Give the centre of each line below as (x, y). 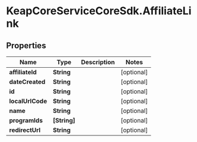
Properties (26, 45)
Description (98, 62)
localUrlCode (28, 101)
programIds (26, 120)
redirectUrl (25, 130)
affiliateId (23, 72)
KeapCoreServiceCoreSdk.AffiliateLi (99, 11)
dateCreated (27, 82)
